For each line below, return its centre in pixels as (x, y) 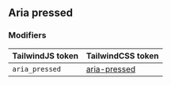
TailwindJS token (46, 56)
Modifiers (27, 35)
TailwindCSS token (122, 56)
